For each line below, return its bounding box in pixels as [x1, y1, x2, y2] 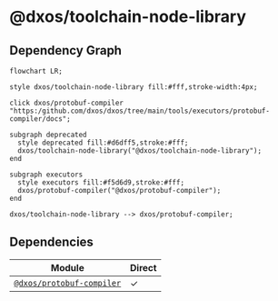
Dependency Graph [9, 43, 123, 58]
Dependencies [9, 235, 94, 250]
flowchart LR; [9, 66, 64, 75]
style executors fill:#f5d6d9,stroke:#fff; [17, 178, 184, 187]
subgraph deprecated [9, 130, 88, 139]
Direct [130, 261, 157, 274]
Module [50, 261, 84, 274]
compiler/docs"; [9, 115, 71, 124]
